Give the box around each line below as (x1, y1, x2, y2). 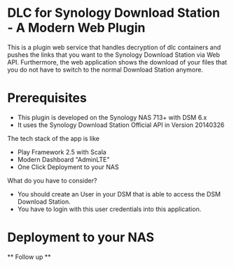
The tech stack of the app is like (7, 134, 100, 142)
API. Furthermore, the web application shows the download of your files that (7, 58, 228, 66)
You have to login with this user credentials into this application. (17, 205, 202, 213)
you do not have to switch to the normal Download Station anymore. (7, 65, 203, 74)
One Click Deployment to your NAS (17, 163, 119, 171)
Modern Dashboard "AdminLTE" (17, 155, 110, 163)
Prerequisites (7, 90, 88, 106)
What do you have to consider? (7, 176, 97, 185)
